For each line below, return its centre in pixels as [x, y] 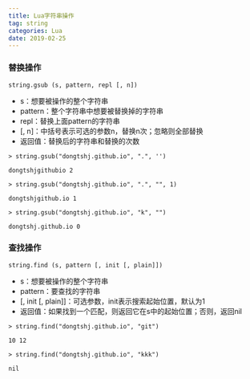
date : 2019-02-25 [37, 38]
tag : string [28, 23]
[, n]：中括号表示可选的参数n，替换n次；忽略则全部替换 [111, 131]
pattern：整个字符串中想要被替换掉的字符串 [92, 111]
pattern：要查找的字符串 [60, 291]
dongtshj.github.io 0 [44, 226]
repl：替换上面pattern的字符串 [70, 120]
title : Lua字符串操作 [41, 16]
